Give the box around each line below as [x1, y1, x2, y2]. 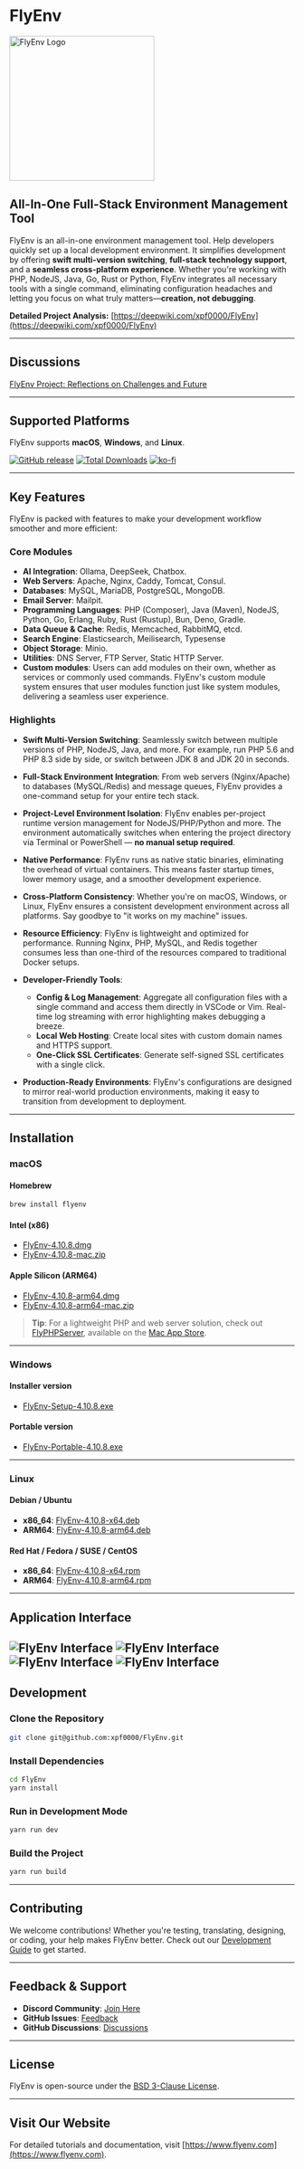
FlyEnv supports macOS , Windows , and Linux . [9, 437, 185, 448]
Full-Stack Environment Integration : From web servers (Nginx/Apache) [22, 771, 290, 782]
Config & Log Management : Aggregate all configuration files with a [35, 992, 288, 1003]
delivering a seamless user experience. [22, 691, 169, 702]
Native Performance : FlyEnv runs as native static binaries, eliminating [22, 854, 284, 865]
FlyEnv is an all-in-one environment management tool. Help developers [9, 234, 274, 245]
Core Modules [9, 546, 73, 558]
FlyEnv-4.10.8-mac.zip [22, 1250, 106, 1260]
